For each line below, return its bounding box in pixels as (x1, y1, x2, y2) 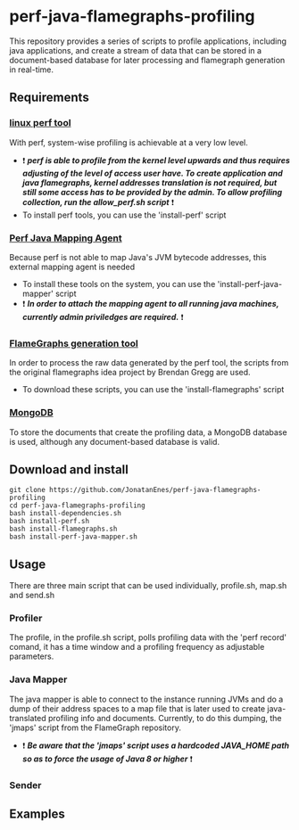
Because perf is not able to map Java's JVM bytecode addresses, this (9, 251, 267, 262)
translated (9, 712, 46, 723)
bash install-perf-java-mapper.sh (9, 532, 138, 541)
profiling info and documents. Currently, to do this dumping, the (47, 712, 282, 723)
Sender (9, 778, 42, 791)
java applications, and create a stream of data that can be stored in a (9, 45, 262, 55)
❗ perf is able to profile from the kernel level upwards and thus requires (21, 154, 290, 166)
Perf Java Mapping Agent (9, 232, 122, 244)
